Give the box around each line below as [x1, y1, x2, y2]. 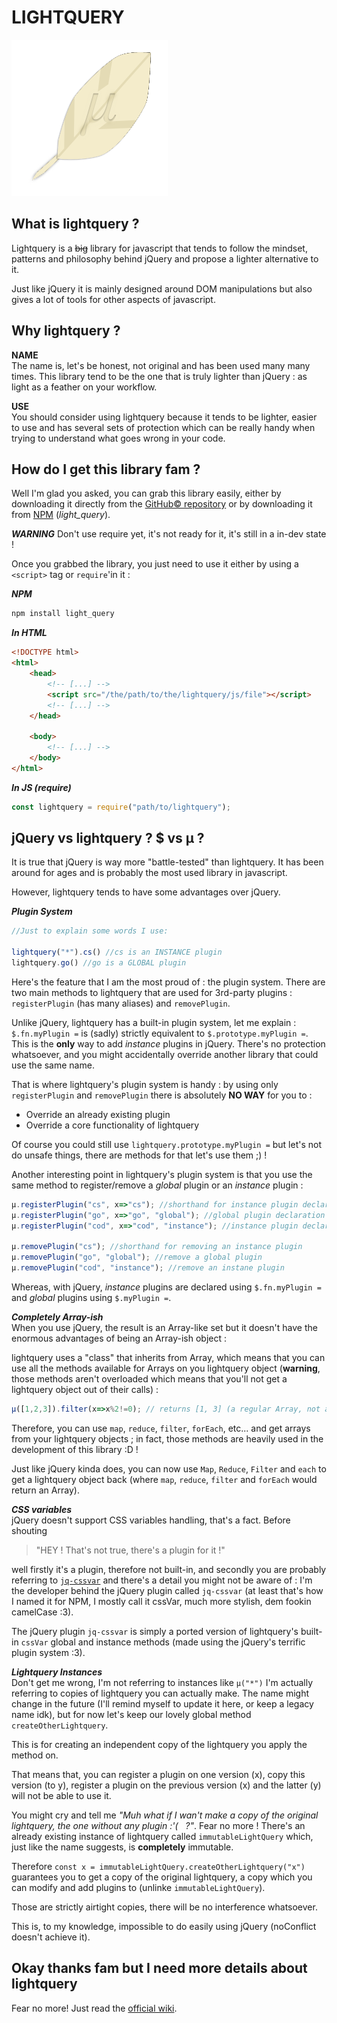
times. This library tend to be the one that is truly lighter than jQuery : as [11, 370, 308, 382]
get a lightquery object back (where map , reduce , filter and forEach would [11, 1473, 318, 1485]
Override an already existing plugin [25, 1108, 171, 1120]
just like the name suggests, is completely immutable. [11, 1841, 234, 1853]
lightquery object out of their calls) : [11, 1384, 159, 1396]
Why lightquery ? [11, 322, 121, 340]
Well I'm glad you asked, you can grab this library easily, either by [11, 487, 282, 500]
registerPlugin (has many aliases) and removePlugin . [11, 997, 231, 1009]
